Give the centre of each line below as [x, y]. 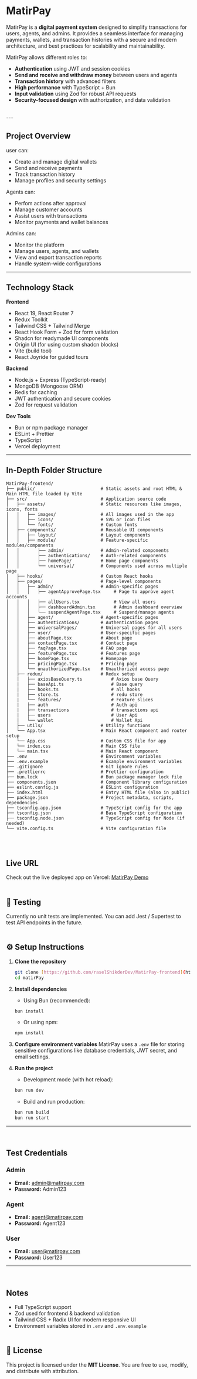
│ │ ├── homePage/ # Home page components [82, 561]
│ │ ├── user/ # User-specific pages [81, 633]
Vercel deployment [37, 446]
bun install [29, 1011]
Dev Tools [18, 416]
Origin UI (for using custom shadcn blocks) [67, 344]
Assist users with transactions [51, 215]
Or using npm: [40, 1022]
